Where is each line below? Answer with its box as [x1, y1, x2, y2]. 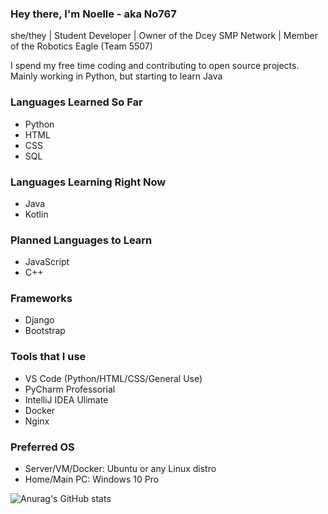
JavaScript [24, 256, 70, 268]
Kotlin [24, 208, 49, 220]
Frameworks [10, 292, 73, 306]
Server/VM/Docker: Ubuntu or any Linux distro [24, 463, 217, 475]
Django [24, 314, 55, 326]
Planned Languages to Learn [10, 233, 153, 247]
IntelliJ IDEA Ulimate [24, 393, 109, 406]
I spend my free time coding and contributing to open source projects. [10, 60, 300, 72]
